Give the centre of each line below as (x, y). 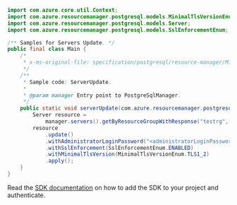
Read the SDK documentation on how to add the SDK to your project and (113, 187)
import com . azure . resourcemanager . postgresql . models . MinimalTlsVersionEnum (121, 17)
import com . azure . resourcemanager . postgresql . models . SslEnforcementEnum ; (118, 30)
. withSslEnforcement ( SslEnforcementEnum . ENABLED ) (119, 148)
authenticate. (26, 195)
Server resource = (60, 115)
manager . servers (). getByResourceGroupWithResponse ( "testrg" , (137, 122)
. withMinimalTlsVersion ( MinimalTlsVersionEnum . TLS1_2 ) (127, 154)
